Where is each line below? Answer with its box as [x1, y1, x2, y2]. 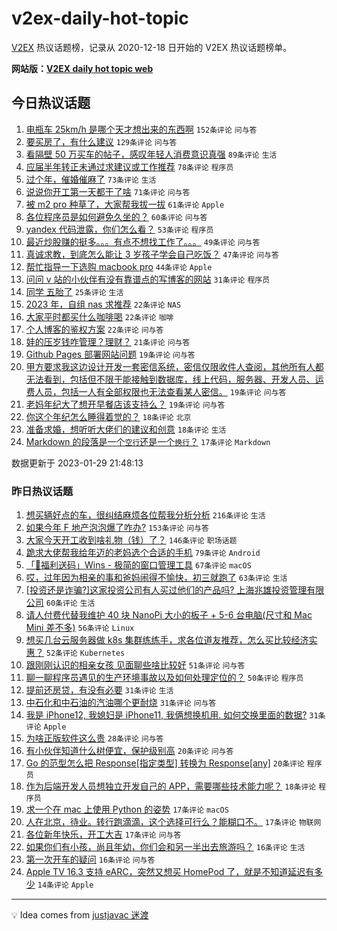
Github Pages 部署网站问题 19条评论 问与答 [25, 348, 196, 360]
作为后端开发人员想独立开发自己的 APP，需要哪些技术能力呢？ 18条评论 [25, 780, 317, 792]
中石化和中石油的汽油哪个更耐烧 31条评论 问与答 [25, 697, 217, 709]
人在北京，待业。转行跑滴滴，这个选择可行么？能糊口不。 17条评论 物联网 [25, 816, 322, 828]
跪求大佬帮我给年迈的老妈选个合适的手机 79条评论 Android [25, 547, 261, 559]
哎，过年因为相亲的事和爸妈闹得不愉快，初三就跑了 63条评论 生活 [25, 572, 288, 584]
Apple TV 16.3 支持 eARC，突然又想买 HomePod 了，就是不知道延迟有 [25, 866, 315, 878]
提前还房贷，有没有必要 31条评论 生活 [25, 684, 174, 696]
